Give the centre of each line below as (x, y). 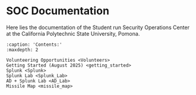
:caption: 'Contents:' (34, 45)
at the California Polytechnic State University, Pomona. (73, 33)
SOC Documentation (58, 11)
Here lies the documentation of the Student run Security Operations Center (98, 27)
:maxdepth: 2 (22, 50)
